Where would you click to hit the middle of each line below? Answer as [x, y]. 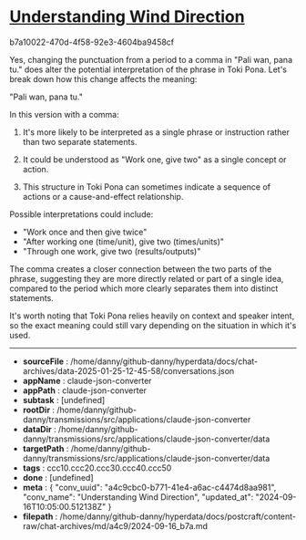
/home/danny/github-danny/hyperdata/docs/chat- [164, 361]
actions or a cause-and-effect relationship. [103, 196]
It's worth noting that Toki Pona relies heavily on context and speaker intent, [152, 316]
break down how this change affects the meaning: [103, 78]
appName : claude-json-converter [87, 380]
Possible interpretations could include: [82, 214]
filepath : [40, 516]
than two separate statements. [80, 141]
